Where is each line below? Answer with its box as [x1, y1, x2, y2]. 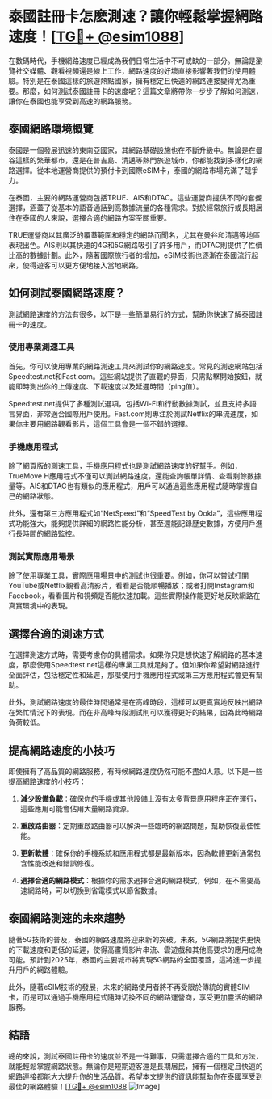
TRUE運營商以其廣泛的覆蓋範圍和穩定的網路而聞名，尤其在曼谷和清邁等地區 [8, 229, 261, 239]
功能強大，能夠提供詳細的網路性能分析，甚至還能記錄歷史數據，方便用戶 [15, 519, 256, 528]
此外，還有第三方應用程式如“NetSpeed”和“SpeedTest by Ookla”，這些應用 [8, 508, 256, 518]
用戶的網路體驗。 [15, 965, 73, 975]
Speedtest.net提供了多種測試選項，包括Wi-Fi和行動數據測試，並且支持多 [8, 398, 250, 408]
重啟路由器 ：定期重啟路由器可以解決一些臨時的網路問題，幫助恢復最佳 [19, 821, 254, 831]
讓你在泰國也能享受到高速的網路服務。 [8, 96, 136, 106]
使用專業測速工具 [8, 341, 75, 352]
